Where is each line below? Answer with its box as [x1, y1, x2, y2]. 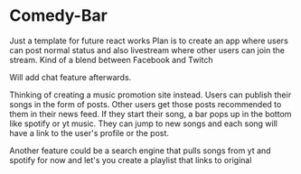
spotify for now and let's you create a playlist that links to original [9, 154, 252, 165]
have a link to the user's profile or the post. [9, 127, 170, 138]
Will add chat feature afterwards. [9, 71, 132, 82]
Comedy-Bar [9, 5, 108, 26]
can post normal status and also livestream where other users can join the [9, 44, 285, 55]
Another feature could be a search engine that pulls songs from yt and [9, 145, 271, 156]
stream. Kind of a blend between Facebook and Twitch [9, 54, 213, 65]
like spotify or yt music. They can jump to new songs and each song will [9, 118, 278, 129]
